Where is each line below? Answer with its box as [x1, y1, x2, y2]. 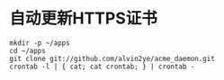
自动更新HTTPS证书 [9, 8, 157, 29]
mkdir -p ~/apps [9, 38, 70, 48]
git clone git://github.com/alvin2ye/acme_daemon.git [9, 54, 216, 63]
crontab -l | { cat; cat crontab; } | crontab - [9, 62, 195, 71]
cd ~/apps [9, 46, 47, 55]
